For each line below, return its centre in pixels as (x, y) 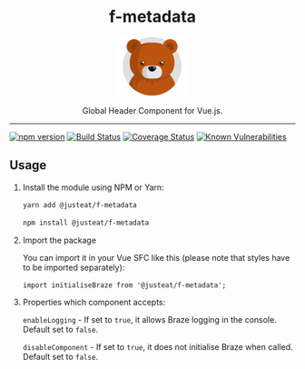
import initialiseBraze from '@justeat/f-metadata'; (124, 285)
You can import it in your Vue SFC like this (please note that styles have (156, 257)
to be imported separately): (74, 267)
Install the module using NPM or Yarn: (93, 187)
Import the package (59, 240)
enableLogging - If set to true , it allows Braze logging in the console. (149, 319)
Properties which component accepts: (94, 302)
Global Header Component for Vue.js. (152, 110)
